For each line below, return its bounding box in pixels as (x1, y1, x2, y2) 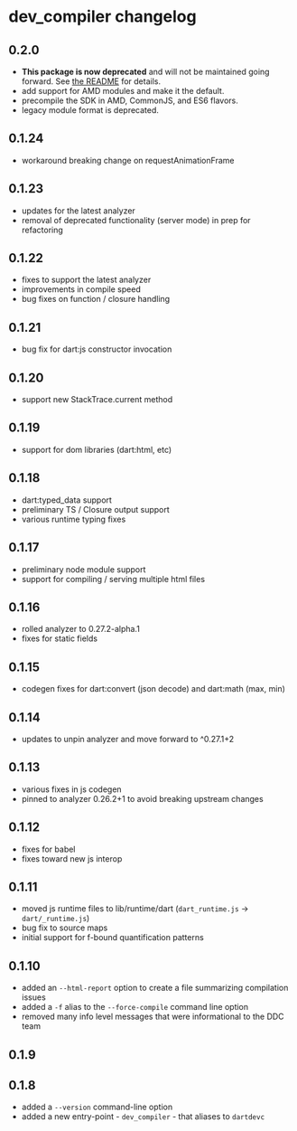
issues (21, 992, 46, 1003)
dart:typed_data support (21, 495, 112, 505)
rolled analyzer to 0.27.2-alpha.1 (21, 624, 141, 635)
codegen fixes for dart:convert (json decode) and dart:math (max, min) (21, 683, 286, 694)
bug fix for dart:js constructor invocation (21, 344, 172, 354)
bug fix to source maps (21, 922, 108, 933)
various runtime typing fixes (21, 514, 126, 524)
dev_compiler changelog (8, 6, 197, 27)
